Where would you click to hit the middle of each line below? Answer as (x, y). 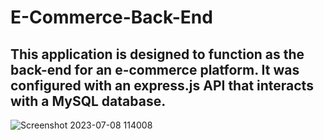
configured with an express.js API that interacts (162, 85)
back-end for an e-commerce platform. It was (155, 69)
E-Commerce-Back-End (111, 17)
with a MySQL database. (88, 101)
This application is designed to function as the (157, 54)
